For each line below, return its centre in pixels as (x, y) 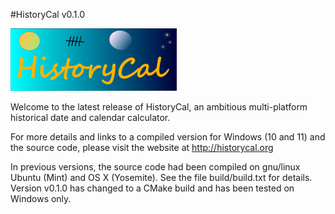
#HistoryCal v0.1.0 (48, 14)
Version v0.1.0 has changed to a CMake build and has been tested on (152, 188)
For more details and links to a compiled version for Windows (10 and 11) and (168, 137)
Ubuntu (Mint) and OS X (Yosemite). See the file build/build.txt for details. (161, 177)
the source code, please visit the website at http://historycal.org (142, 147)
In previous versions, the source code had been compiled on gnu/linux (155, 167)
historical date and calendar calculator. (90, 117)
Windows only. (41, 198)
